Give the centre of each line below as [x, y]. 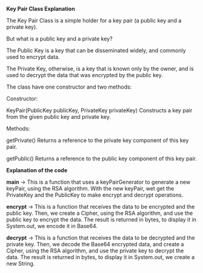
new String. [21, 264]
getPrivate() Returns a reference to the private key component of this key [98, 140]
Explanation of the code [37, 170]
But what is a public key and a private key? [60, 39]
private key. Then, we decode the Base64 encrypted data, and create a [95, 244]
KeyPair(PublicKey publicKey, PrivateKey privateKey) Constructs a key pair [99, 110]
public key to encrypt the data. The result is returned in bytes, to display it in [101, 220]
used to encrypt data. [33, 57]
